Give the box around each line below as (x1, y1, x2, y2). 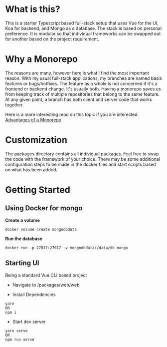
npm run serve (5, 337, 35, 342)
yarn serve (5, 328, 28, 333)
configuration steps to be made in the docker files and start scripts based (5, 161, 156, 167)
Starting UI (5, 259, 39, 268)
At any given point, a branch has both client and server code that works (5, 96, 152, 102)
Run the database (5, 236, 43, 242)
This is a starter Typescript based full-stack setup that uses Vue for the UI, (5, 20, 159, 26)
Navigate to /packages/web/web (12, 282, 80, 288)
